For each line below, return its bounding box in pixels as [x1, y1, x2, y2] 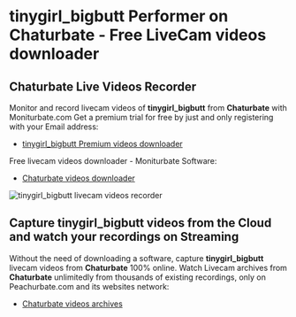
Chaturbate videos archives [21, 298, 124, 309]
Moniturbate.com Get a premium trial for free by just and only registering [9, 112, 274, 122]
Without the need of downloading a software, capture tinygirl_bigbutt [9, 252, 264, 263]
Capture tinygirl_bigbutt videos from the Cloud [9, 215, 272, 231]
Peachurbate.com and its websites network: [9, 281, 170, 291]
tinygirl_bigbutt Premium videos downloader [21, 139, 183, 149]
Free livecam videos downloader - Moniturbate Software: [9, 156, 217, 166]
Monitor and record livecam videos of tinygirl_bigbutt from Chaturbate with [9, 103, 287, 112]
